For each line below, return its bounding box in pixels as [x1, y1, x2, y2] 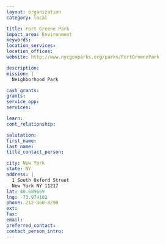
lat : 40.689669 [6, 188, 45, 195]
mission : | [6, 71, 34, 77]
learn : [6, 115, 23, 121]
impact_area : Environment [6, 31, 72, 37]
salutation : [6, 132, 37, 138]
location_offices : [6, 48, 53, 55]
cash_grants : [6, 87, 40, 93]
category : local [6, 15, 48, 21]
